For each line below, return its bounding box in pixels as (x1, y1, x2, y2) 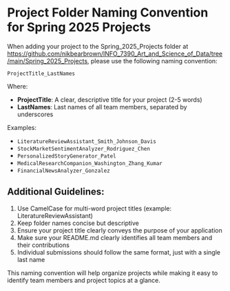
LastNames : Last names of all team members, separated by (17, 103, 187, 111)
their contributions (17, 241, 70, 249)
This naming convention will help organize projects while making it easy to (7, 268, 218, 277)
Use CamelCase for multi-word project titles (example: (17, 204, 172, 213)
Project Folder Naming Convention (7, 5, 209, 21)
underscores (17, 110, 54, 118)
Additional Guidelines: (7, 186, 105, 197)
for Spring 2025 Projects (7, 19, 151, 35)
